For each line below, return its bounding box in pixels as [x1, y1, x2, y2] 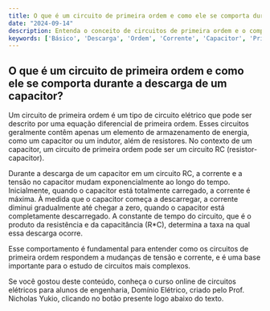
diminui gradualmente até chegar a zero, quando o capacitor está [8, 203, 225, 213]
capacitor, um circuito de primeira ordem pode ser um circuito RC [8, 145, 225, 154]
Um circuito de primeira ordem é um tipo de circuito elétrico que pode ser [8, 110, 252, 121]
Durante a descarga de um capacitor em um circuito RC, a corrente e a [8, 169, 243, 178]
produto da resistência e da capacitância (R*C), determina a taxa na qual [8, 220, 251, 230]
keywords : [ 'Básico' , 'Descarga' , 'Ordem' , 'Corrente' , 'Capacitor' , [8, 34, 247, 43]
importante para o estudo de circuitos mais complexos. [8, 261, 191, 271]
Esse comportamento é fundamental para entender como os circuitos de [8, 244, 249, 254]
